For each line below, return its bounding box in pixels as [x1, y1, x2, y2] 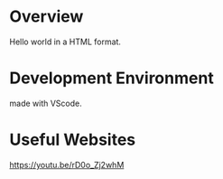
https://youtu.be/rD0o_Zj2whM [9, 159, 125, 170]
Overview [9, 6, 84, 27]
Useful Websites [9, 129, 136, 150]
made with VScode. [9, 98, 83, 108]
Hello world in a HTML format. [9, 36, 122, 47]
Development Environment [9, 68, 214, 89]
